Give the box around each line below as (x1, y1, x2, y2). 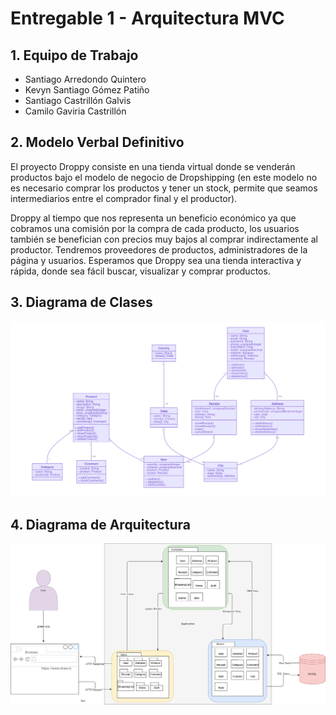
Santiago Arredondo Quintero (24, 73, 147, 85)
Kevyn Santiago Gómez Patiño (24, 84, 150, 96)
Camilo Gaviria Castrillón (24, 105, 127, 117)
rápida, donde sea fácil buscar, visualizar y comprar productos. (10, 265, 271, 277)
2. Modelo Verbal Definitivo (10, 134, 185, 151)
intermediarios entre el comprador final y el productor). (10, 192, 238, 204)
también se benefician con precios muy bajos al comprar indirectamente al (10, 233, 318, 245)
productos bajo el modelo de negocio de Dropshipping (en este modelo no (10, 171, 318, 183)
